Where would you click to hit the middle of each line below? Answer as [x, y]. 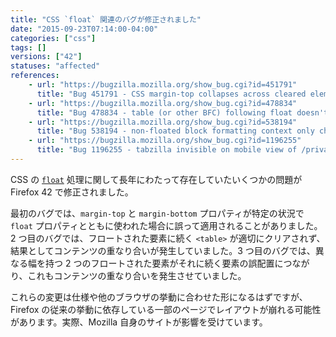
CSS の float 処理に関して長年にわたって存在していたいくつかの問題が [156, 179]
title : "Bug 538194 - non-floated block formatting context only [175, 131]
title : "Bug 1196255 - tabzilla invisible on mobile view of [167, 150]
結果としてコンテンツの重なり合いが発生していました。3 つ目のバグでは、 [163, 250]
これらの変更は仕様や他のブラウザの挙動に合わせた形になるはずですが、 [159, 297]
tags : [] [28, 47]
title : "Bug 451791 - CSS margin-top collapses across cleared [171, 94]
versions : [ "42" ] [46, 57]
